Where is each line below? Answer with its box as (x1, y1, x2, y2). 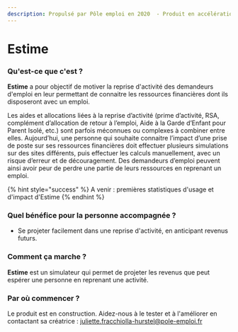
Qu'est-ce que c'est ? (7, 66, 84, 76)
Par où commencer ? (7, 293, 80, 303)
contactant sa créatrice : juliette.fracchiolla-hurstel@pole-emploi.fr (7, 317, 203, 325)
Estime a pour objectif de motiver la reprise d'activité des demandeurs (7, 82, 214, 91)
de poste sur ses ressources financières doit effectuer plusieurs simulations (7, 141, 229, 150)
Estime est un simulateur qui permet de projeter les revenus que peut (7, 267, 210, 277)
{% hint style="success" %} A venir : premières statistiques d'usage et (7, 185, 214, 194)
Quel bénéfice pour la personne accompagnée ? (7, 211, 176, 221)
